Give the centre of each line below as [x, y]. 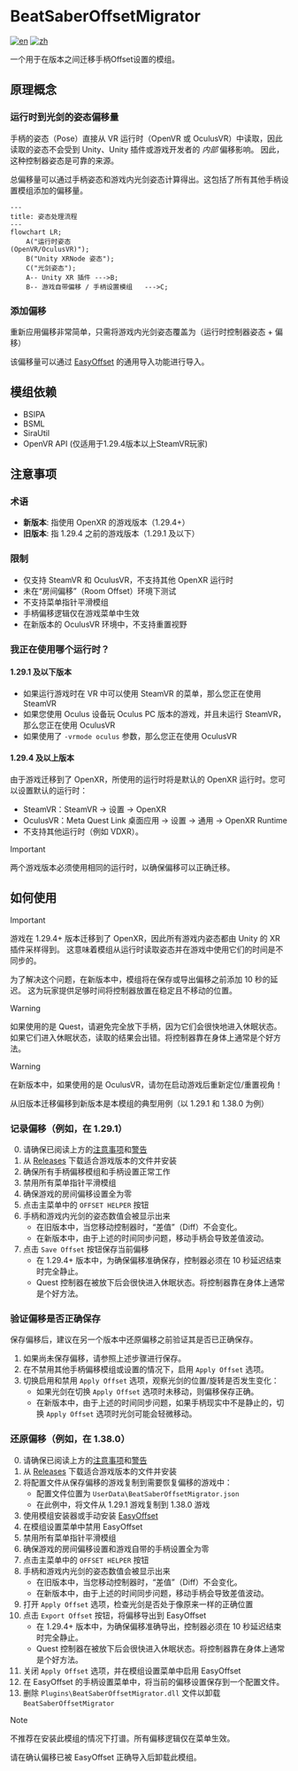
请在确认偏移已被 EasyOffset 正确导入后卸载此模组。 [106, 1757]
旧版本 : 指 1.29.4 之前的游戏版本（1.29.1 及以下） [111, 534]
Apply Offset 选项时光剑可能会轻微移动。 [122, 1414]
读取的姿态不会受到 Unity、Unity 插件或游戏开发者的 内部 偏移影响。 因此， [147, 149]
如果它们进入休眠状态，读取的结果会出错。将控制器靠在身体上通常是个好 [141, 1037]
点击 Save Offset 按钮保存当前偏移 [86, 1249]
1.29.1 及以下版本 [41, 672]
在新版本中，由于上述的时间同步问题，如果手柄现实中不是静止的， [156, 1403]
